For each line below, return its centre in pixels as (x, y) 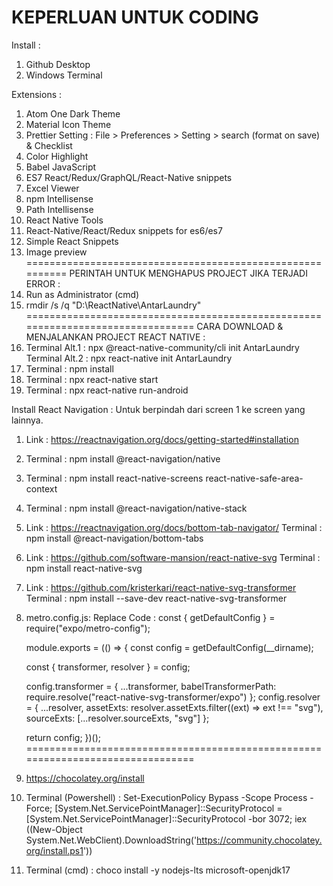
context (41, 488)
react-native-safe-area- (254, 478)
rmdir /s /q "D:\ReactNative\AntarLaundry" (113, 305)
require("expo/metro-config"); (88, 628)
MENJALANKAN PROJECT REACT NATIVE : (115, 337)
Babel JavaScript (61, 167)
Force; (39, 808)
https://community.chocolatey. (259, 840)
